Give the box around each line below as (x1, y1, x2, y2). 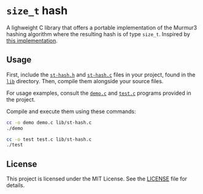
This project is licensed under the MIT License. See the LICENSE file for (6, 175, 188, 182)
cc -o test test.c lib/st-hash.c (6, 136, 92, 143)
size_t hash (6, 4, 68, 18)
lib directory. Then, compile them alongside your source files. (6, 77, 164, 84)
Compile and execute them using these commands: (6, 108, 136, 115)
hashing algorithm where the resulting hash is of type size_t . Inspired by (6, 30, 190, 37)
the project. (6, 95, 36, 103)
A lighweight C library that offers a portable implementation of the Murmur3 (6, 24, 197, 31)
